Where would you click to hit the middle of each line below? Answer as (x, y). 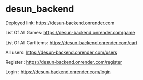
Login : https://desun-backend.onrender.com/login (58, 72)
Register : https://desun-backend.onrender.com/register (64, 62)
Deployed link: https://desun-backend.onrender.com (60, 23)
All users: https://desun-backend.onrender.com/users (61, 52)
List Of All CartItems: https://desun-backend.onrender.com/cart (71, 42)
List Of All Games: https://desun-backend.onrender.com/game (70, 32)
